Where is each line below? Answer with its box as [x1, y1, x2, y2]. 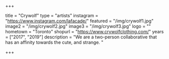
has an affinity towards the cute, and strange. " [5, 39, 104, 45]
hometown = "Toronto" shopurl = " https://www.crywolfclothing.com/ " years [5, 29, 164, 34]
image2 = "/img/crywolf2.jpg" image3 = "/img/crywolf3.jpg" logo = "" [5, 23, 151, 29]
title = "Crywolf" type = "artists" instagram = [5, 13, 98, 18]
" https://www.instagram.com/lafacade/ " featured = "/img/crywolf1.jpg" [5, 18, 154, 24]
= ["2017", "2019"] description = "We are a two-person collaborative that [5, 34, 157, 40]
